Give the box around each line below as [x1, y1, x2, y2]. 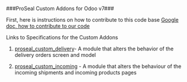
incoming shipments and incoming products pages [14, 69, 137, 76]
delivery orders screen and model [14, 52, 96, 58]
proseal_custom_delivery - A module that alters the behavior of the [14, 45, 174, 52]
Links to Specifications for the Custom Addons [6, 34, 119, 40]
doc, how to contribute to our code [6, 23, 90, 29]
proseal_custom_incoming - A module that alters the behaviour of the [14, 63, 182, 70]
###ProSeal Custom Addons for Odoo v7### [6, 5, 115, 12]
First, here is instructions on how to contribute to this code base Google [6, 16, 179, 23]
